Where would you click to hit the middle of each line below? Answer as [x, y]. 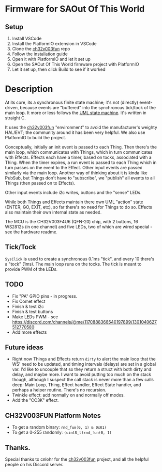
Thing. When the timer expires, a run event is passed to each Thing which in [81, 162]
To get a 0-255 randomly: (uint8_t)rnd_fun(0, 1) [62, 432]
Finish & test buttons [32, 311]
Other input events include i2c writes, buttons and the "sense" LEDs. [73, 192]
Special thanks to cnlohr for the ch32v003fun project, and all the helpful [77, 459]
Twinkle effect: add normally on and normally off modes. [68, 395]
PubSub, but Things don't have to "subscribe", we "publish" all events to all [80, 178]
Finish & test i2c [28, 306]
